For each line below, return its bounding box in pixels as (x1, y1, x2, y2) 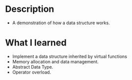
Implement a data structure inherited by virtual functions (12, 53, 128, 59)
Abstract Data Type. (12, 64, 53, 70)
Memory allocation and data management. (12, 58, 99, 65)
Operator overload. (12, 69, 51, 75)
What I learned (5, 37, 67, 48)
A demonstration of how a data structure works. (12, 20, 110, 26)
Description (5, 3, 54, 15)
